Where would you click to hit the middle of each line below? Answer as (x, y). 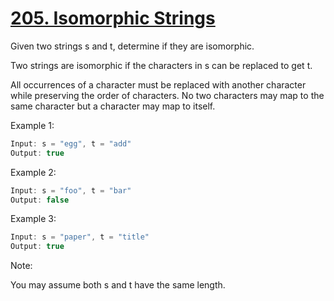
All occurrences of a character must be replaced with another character (158, 84)
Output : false (40, 200)
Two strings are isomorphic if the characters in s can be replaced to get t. (161, 65)
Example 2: (33, 172)
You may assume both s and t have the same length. (118, 285)
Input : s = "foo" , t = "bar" (71, 190)
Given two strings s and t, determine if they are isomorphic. (132, 46)
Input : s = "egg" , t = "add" (71, 143)
